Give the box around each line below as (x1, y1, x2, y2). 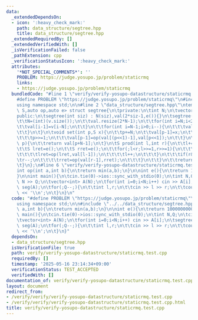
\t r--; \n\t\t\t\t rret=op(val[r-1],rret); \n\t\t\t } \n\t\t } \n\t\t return (16, 157, 194, 163)
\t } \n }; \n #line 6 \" (16, 162, 67, 168)
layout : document (6, 283, 49, 289)
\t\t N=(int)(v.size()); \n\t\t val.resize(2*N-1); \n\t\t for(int (16, 119, 173, 125)
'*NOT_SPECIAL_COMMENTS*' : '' (16, 69, 91, 75)
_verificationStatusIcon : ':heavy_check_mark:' (11, 58, 131, 64)
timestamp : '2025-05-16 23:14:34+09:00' (11, 261, 112, 267)
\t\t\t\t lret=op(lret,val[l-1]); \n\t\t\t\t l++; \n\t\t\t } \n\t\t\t (16, 151, 181, 157)
